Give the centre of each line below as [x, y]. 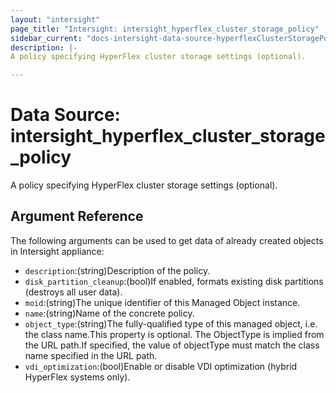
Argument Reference [77, 216]
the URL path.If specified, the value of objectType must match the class [172, 345]
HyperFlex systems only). [77, 377]
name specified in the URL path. [91, 355]
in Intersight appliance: [57, 251]
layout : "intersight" [55, 19]
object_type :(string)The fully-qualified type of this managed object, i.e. [171, 323]
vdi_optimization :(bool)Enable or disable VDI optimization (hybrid [161, 366]
